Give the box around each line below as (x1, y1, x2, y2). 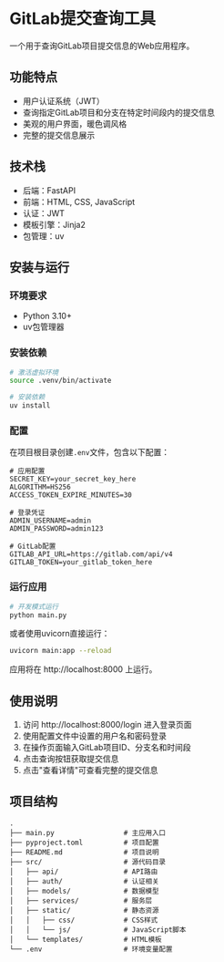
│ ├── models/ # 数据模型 (9, 886, 159, 895)
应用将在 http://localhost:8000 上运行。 (9, 664, 158, 675)
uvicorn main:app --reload (9, 647, 112, 656)
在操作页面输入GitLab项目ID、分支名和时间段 (22, 742, 191, 753)
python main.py (9, 610, 67, 620)
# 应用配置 (9, 467, 46, 476)
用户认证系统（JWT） (22, 95, 105, 106)
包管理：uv (22, 230, 65, 242)
